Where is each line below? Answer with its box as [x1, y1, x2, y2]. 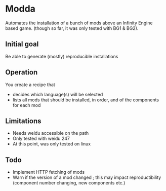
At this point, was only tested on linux [12, 141, 91, 147]
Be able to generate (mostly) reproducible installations [5, 53, 118, 59]
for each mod [12, 102, 41, 108]
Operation [5, 68, 38, 77]
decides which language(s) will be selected [12, 91, 103, 97]
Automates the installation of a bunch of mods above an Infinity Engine [5, 20, 153, 26]
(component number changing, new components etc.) [12, 180, 126, 186]
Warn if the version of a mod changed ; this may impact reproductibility [12, 174, 161, 180]
